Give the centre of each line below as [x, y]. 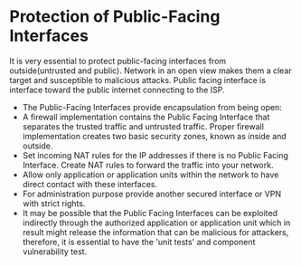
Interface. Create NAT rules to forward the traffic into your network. [148, 165]
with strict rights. [54, 203]
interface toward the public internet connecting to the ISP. [117, 90]
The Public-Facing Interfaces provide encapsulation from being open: [152, 107]
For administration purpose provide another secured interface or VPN [152, 194]
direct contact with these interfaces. [90, 184]
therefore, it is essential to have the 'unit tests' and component [139, 242]
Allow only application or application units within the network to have [150, 175]
